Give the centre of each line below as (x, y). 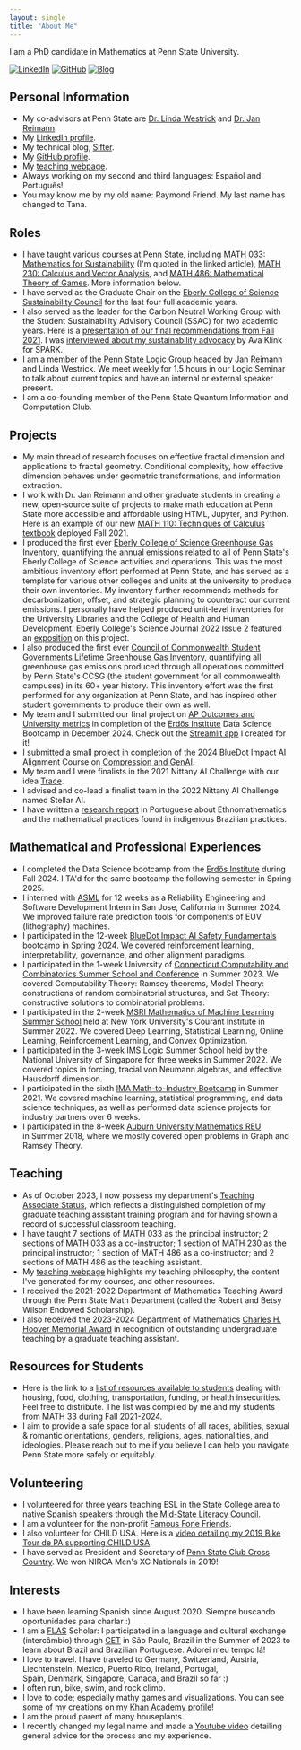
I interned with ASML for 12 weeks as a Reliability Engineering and (144, 897)
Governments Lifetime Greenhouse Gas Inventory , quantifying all (142, 657)
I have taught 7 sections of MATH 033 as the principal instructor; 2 (145, 1233)
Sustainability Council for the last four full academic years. (130, 302)
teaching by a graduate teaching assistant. (101, 1338)
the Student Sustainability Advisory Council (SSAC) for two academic (150, 321)
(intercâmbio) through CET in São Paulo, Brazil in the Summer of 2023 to (156, 1640)
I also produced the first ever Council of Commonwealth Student (141, 647)
